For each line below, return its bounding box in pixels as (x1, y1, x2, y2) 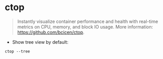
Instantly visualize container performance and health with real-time (17, 18, 158, 24)
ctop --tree (5, 49, 30, 54)
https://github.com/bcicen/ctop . (17, 29, 85, 35)
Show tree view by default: (12, 39, 69, 45)
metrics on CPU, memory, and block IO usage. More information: (17, 23, 153, 29)
